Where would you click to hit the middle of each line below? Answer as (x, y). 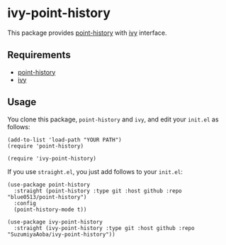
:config (25, 203)
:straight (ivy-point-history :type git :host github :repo (104, 228)
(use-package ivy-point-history (55, 222)
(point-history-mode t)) (50, 209)
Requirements (39, 55)
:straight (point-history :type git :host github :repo (98, 191)
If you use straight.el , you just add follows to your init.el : (95, 171)
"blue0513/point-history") (47, 197)
